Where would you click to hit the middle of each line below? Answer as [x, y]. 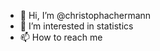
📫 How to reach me [61, 37]
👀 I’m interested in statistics [76, 26]
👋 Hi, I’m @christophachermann [85, 15]
